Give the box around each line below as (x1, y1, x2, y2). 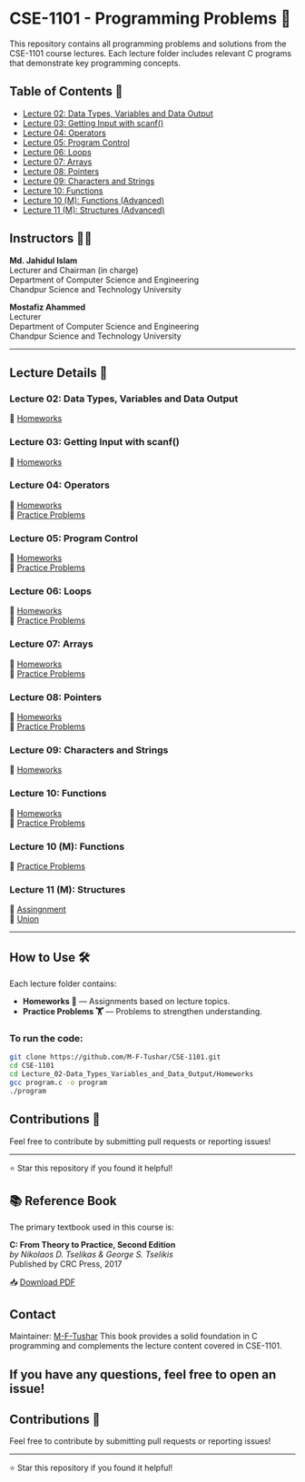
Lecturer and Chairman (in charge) (9, 264, 139, 275)
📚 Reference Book (9, 1193, 117, 1209)
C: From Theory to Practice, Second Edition (9, 1240, 176, 1250)
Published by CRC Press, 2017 (9, 1259, 123, 1270)
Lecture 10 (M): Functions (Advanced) (22, 194, 165, 205)
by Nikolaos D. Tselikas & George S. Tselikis (9, 1249, 174, 1260)
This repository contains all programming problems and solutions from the (9, 38, 287, 49)
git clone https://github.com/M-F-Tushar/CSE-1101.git (9, 1052, 221, 1062)
